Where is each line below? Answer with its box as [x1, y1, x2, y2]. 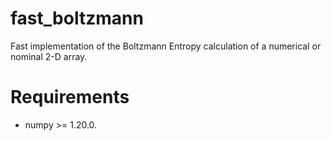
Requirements [10, 86, 130, 109]
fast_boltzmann [10, 7, 144, 30]
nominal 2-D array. [10, 50, 88, 62]
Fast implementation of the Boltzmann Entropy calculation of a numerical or [10, 40, 322, 52]
